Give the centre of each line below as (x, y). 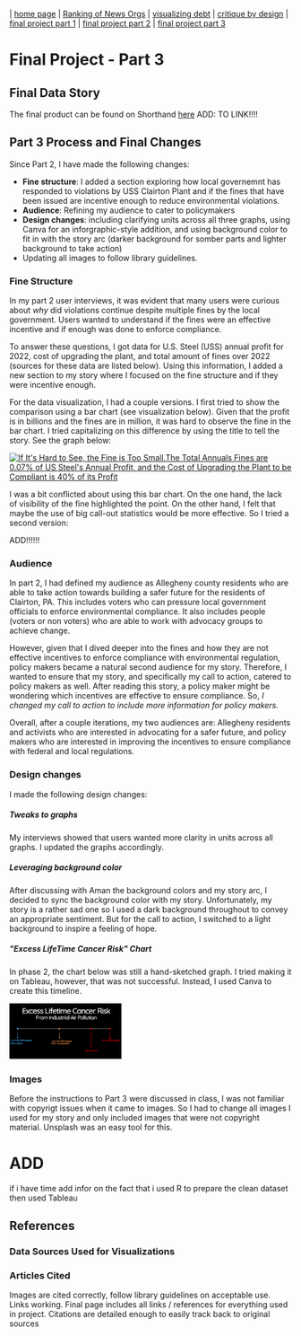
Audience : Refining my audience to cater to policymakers (129, 210)
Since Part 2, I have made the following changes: (99, 164)
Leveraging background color (66, 867)
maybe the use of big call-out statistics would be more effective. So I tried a (149, 514)
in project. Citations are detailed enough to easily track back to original (140, 1314)
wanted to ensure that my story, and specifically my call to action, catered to (150, 677)
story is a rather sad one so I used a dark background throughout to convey (149, 909)
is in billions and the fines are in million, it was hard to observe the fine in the (150, 421)
